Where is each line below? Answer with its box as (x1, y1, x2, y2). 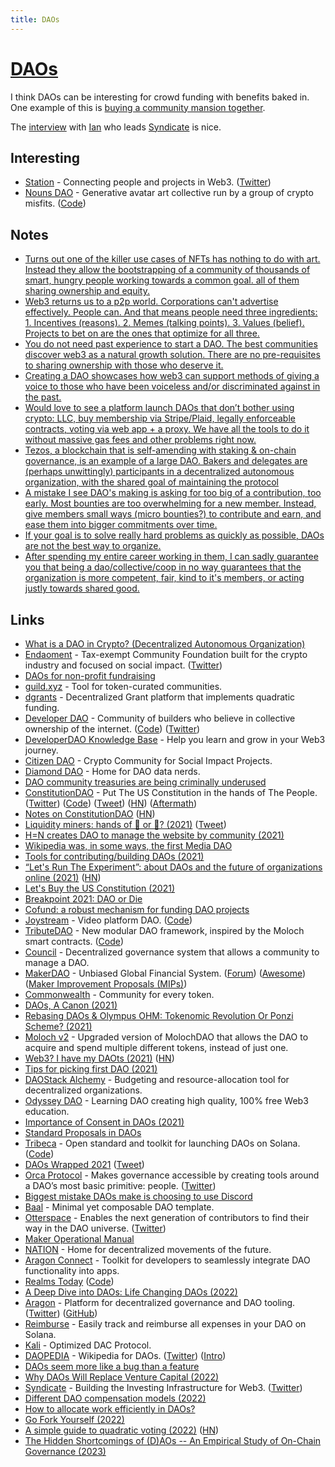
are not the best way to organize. (24, 540, 162, 552)
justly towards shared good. (24, 582, 140, 595)
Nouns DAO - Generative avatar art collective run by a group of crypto (24, 187, 314, 199)
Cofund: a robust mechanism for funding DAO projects (24, 904, 250, 915)
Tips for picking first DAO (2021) (24, 1063, 158, 1075)
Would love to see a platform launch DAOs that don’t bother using (24, 402, 295, 414)
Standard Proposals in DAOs (24, 1127, 142, 1138)
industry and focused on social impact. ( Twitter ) (24, 659, 223, 671)
